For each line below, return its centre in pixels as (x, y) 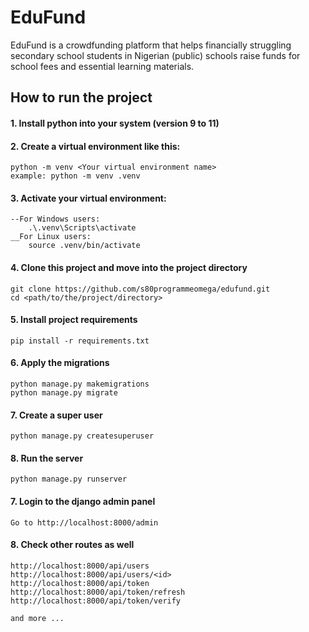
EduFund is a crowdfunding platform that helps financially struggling (151, 45)
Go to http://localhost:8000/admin (84, 522)
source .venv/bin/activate (84, 246)
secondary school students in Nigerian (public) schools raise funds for (155, 55)
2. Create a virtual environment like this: (95, 146)
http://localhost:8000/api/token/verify (96, 601)
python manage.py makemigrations (80, 384)
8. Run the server (47, 458)
